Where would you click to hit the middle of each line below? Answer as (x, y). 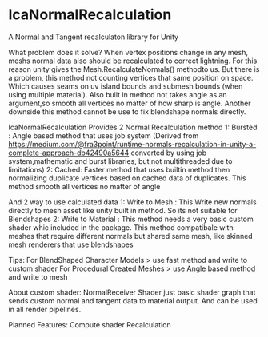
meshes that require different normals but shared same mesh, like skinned (131, 236)
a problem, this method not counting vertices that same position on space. (131, 77)
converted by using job (169, 153)
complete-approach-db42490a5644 (69, 153)
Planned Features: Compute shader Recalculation (90, 324)
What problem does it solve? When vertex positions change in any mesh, (128, 52)
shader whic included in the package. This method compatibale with (121, 227)
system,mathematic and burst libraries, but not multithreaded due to (120, 161)
